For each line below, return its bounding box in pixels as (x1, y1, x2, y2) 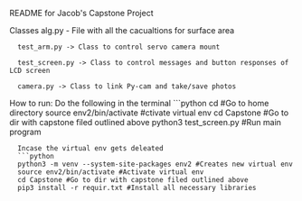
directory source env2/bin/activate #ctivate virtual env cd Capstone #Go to (9, 107, 289, 118)
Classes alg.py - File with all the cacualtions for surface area (9, 25, 235, 35)
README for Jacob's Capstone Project (9, 8, 154, 18)
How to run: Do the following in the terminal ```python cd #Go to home (9, 98, 269, 108)
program (9, 126, 42, 137)
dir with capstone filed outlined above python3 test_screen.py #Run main (9, 117, 282, 127)
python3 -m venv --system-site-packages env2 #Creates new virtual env (17, 160, 294, 169)
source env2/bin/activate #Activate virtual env (17, 168, 204, 177)
